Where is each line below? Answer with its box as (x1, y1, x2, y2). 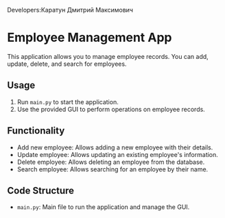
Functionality (7, 125, 65, 136)
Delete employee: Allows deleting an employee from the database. (16, 158, 205, 166)
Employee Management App (7, 30, 172, 45)
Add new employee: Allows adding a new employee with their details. (16, 143, 213, 152)
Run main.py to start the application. (16, 97, 119, 106)
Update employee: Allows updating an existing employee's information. (16, 150, 218, 158)
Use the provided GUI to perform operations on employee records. (16, 105, 206, 113)
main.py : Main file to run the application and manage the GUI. (16, 203, 190, 211)
